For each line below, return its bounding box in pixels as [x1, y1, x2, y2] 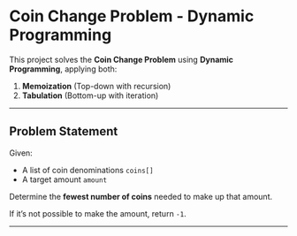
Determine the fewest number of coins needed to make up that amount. [9, 191, 272, 202]
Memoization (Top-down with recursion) [21, 80, 171, 91]
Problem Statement [9, 124, 118, 139]
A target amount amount [21, 174, 108, 185]
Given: [9, 148, 33, 158]
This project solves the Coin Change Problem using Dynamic [9, 54, 234, 65]
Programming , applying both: [9, 64, 118, 74]
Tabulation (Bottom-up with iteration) [21, 90, 159, 101]
